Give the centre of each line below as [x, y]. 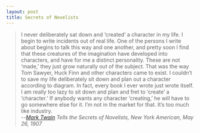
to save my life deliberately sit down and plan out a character [96, 79]
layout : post [22, 12]
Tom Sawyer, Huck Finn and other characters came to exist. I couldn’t [106, 72]
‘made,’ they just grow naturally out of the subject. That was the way [105, 66]
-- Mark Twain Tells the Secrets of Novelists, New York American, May [107, 117]
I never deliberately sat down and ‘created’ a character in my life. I [102, 34]
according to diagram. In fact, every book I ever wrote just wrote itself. [107, 85]
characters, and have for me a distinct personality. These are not [100, 60]
